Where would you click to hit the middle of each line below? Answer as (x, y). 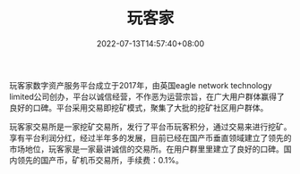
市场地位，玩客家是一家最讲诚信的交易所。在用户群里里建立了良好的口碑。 (146, 149)
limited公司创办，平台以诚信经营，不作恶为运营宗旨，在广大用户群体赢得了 (147, 96)
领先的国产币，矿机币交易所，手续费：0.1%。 (100, 160)
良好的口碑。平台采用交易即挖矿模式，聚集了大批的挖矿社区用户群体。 (139, 107)
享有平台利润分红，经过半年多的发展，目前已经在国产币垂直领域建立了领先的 (150, 137)
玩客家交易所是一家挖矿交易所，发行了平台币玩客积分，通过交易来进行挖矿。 (150, 127)
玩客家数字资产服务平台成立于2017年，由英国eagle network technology (141, 85)
